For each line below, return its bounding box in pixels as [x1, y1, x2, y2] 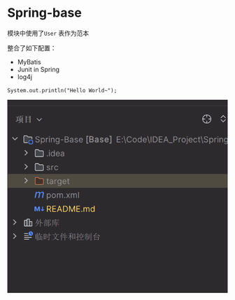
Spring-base [7, 5, 82, 21]
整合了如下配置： [7, 43, 57, 52]
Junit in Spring [17, 65, 60, 73]
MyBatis [17, 57, 41, 66]
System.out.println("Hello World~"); [7, 87, 117, 94]
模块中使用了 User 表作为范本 [7, 29, 90, 37]
